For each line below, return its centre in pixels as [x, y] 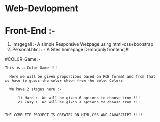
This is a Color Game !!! [31, 68]
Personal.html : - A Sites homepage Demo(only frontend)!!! [71, 50]
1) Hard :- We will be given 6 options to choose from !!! [79, 98]
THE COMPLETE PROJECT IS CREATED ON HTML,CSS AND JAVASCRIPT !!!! [74, 115]
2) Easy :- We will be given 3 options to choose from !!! [79, 102]
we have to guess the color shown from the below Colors [64, 81]
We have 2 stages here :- [36, 89]
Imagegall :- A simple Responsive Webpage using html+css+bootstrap [82, 44]
